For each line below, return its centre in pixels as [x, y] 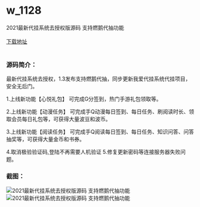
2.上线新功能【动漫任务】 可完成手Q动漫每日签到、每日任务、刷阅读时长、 [98, 112]
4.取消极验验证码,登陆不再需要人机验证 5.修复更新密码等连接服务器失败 [93, 152]
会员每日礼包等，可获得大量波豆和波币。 [61, 119]
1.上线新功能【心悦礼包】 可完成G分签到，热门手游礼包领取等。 [84, 99]
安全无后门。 [22, 86]
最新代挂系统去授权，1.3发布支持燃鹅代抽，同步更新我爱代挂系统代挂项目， [99, 79]
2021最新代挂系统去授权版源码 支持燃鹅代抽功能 [65, 27]
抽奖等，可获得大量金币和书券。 [45, 139]
